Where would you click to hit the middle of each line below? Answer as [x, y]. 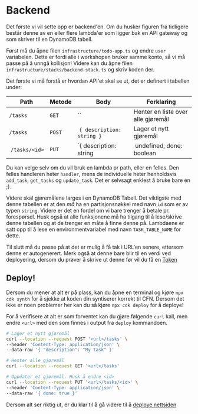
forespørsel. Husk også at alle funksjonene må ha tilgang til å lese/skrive [94, 217]
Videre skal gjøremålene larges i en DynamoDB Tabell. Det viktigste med [94, 198]
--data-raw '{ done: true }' [42, 393]
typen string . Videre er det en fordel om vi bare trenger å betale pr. [88, 210]
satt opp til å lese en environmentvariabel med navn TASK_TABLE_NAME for [94, 229]
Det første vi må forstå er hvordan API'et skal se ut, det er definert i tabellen [98, 81]
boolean [145, 153]
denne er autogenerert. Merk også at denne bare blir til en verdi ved [88, 253]
